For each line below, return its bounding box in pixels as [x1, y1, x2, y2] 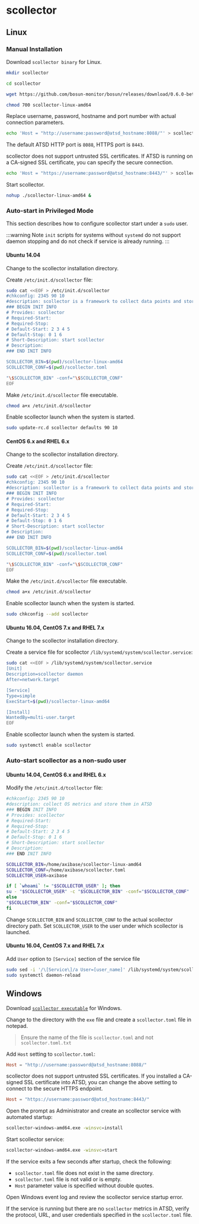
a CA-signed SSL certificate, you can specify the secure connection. [6, 159, 174, 166]
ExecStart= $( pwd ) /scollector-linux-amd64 [6, 698, 110, 704]
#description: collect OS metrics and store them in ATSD [6, 801, 152, 807]
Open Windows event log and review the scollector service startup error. [6, 1194, 184, 1201]
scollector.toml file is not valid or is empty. [14, 1176, 122, 1183]
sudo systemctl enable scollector [6, 742, 92, 749]
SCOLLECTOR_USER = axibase [6, 873, 68, 878]
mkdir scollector [6, 69, 49, 76]
